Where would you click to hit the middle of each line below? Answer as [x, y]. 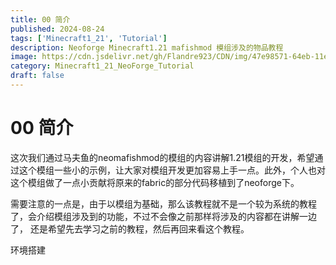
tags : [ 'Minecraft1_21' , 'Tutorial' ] [89, 38]
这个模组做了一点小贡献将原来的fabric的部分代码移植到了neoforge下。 [155, 182]
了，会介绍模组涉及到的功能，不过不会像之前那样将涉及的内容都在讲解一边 [163, 216]
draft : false [37, 76]
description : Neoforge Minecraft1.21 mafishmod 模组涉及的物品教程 [147, 47]
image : [24, 57]
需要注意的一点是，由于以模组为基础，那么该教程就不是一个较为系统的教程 [163, 203]
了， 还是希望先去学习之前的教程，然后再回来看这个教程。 [130, 228]
